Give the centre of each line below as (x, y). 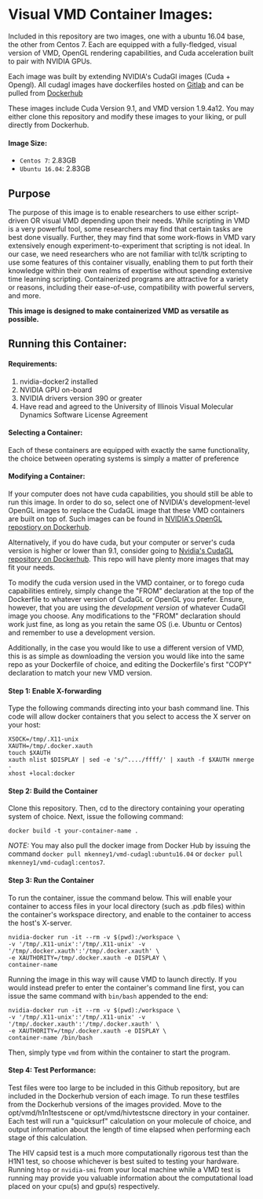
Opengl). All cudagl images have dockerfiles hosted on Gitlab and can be (126, 85)
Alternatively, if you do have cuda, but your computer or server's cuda (122, 542)
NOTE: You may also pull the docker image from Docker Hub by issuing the (130, 846)
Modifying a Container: (47, 476)
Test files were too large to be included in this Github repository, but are (124, 1088)
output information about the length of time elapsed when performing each (130, 1129)
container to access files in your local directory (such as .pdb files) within (127, 906)
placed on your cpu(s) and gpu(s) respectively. (84, 1186)
